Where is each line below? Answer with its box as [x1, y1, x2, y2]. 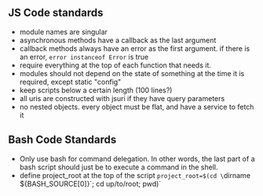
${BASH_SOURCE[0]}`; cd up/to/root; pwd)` [19, 179, 162, 188]
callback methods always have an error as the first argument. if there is [19, 43, 250, 53]
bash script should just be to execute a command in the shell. [19, 162, 218, 172]
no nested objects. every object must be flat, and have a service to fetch [19, 102, 254, 111]
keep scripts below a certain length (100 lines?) [19, 85, 173, 95]
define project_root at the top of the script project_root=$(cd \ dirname [19, 170, 251, 180]
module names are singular [19, 27, 108, 36]
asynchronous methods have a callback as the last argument [19, 35, 217, 45]
